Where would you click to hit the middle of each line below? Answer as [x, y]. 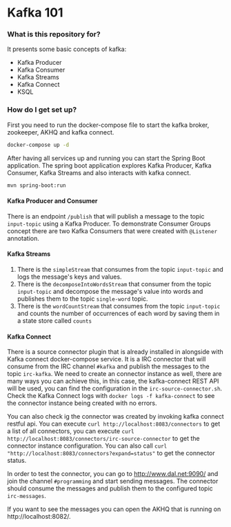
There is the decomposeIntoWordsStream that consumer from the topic [114, 284]
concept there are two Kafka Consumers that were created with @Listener [112, 231]
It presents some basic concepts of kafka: [67, 49]
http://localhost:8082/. [39, 517]
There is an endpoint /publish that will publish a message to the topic [106, 216]
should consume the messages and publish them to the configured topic [110, 488]
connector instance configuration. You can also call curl [87, 446]
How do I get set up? [42, 110]
